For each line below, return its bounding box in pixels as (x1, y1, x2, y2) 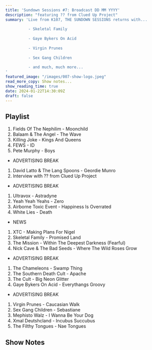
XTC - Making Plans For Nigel (12, 229, 75, 235)
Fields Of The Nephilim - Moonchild (12, 126, 88, 132)
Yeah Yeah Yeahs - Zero (12, 198, 64, 204)
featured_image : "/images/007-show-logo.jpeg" (5, 74, 106, 79)
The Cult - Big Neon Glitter (12, 276, 69, 282)
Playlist (5, 112, 30, 121)
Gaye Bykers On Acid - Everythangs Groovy (12, 281, 106, 287)
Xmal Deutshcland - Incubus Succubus (12, 318, 96, 324)
